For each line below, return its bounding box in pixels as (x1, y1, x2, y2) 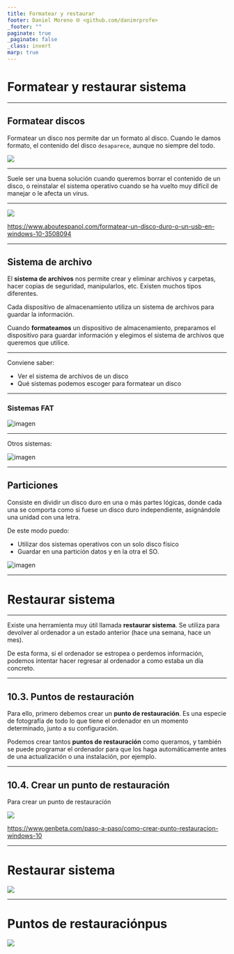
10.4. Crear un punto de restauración (7, 779, 170, 791)
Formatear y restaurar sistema (7, 79, 187, 95)
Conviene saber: (7, 359, 54, 367)
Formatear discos (7, 116, 86, 127)
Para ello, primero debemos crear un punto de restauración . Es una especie (7, 710, 226, 718)
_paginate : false (7, 36, 58, 43)
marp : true (7, 49, 39, 56)
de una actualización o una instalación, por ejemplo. (7, 753, 157, 761)
